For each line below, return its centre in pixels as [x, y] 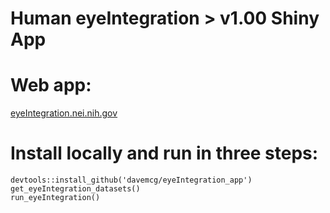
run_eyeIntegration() [55, 198]
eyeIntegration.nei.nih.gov [64, 113]
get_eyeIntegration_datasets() [75, 189]
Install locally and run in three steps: [164, 153]
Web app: [51, 85]
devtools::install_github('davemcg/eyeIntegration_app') [131, 180]
